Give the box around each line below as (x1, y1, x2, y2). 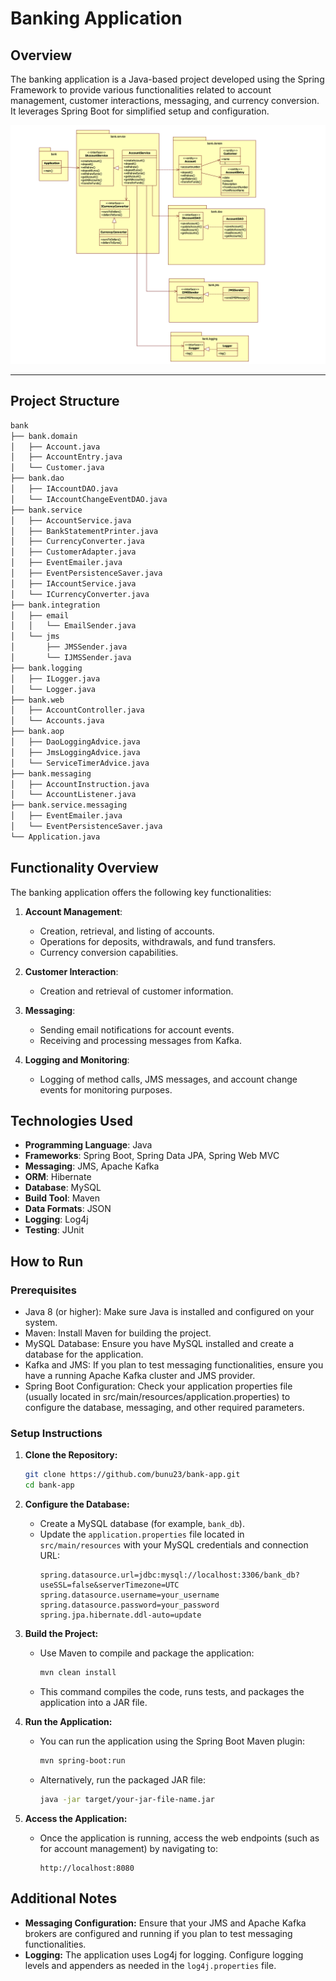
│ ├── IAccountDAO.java (10, 484, 118, 494)
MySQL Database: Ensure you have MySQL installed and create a (24, 1338, 295, 1350)
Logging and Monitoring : (24, 1053, 130, 1066)
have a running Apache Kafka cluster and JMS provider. (24, 1370, 256, 1382)
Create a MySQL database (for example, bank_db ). (39, 1518, 245, 1530)
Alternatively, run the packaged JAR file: (39, 1773, 207, 1786)
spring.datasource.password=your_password (39, 1600, 220, 1611)
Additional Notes (10, 1890, 118, 1907)
